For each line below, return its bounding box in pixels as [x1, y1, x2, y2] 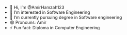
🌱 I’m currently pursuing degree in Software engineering [9, 15, 122, 20]
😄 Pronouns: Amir [9, 19, 47, 25]
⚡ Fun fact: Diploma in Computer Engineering [9, 25, 100, 30]
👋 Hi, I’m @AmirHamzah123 [9, 5, 64, 10]
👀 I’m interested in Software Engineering [9, 9, 91, 15]
